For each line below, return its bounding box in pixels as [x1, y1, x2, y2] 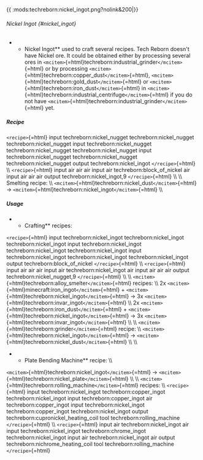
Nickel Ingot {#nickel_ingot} [6, 20, 77, 27]
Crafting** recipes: [24, 222, 72, 230]
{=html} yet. [24, 104, 55, 112]
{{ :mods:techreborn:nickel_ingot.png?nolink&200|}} [6, 6, 139, 13]
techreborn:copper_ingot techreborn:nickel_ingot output [6, 408, 148, 415]
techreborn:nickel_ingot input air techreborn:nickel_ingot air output [6, 434, 175, 442]
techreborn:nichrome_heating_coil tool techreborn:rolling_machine [6, 440, 175, 448]
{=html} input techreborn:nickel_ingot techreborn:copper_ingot [6, 388, 166, 396]
